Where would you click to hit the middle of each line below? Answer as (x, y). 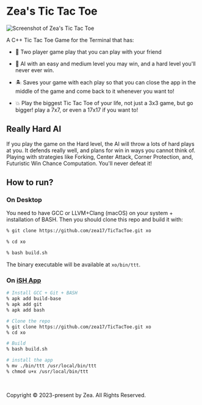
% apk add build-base (34, 299)
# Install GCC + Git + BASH (42, 293)
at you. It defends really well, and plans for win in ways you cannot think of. (101, 150)
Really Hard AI (34, 129)
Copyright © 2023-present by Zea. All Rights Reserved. (76, 395)
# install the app (30, 360)
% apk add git (24, 305)
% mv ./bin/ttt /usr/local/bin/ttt (52, 366)
